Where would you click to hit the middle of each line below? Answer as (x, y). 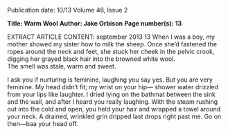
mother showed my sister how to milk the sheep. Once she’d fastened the (112, 44)
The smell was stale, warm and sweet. (62, 66)
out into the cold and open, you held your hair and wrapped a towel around (114, 109)
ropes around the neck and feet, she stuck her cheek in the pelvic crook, (111, 52)
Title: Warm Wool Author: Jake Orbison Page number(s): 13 (95, 23)
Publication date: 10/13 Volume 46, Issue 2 (68, 10)
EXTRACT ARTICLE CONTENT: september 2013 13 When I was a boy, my (111, 37)
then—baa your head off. (43, 124)
